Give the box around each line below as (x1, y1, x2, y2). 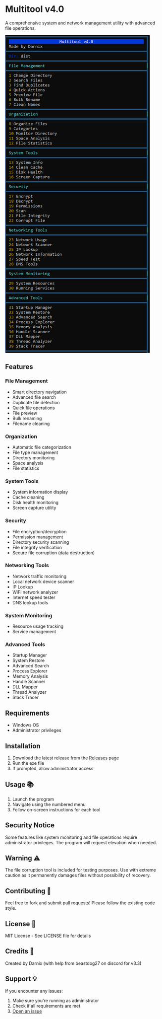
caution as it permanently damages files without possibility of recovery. (5, 873, 151, 878)
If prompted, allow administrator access (12, 766, 94, 772)
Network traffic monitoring (12, 573, 67, 579)
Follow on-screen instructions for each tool (12, 806, 101, 812)
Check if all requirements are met (12, 1003, 81, 1009)
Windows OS (12, 722, 39, 728)
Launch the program (12, 796, 54, 802)
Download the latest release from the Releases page (12, 755, 119, 761)
